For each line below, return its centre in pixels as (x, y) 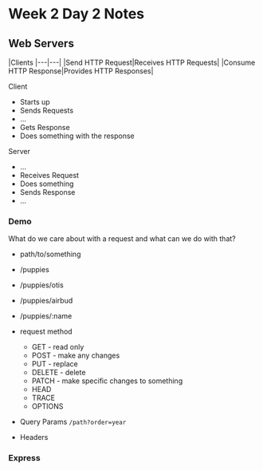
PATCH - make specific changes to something (107, 381)
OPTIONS (47, 406)
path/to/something (50, 254)
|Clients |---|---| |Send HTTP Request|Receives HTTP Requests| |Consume (132, 62)
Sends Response (47, 192)
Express (25, 458)
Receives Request (49, 175)
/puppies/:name (46, 316)
